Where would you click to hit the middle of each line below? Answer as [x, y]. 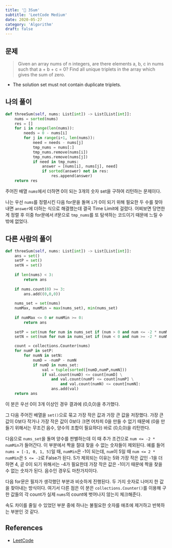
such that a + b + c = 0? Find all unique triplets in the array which [86, 69]
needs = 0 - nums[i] [46, 133]
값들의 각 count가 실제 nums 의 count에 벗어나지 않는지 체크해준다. [76, 494]
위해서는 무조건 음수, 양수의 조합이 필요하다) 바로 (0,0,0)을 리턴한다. [82, 428]
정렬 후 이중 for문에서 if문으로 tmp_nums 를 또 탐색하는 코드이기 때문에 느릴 [84, 215]
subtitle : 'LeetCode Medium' [36, 15]
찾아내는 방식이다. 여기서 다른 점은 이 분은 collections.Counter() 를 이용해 [86, 488]
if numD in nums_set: [56, 365]
